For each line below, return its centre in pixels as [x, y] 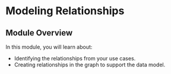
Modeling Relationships [65, 11]
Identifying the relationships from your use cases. [75, 58]
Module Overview [39, 33]
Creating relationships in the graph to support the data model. [90, 65]
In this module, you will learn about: [49, 47]
